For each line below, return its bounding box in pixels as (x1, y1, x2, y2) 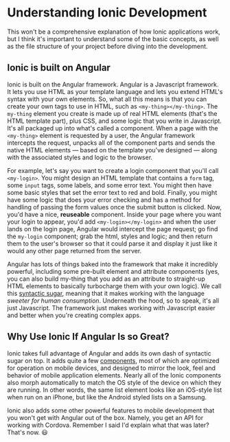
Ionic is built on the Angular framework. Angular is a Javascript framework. (7, 80, 219, 89)
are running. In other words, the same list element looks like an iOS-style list (7, 386, 222, 394)
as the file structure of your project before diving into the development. (7, 42, 208, 50)
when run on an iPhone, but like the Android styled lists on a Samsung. (7, 393, 207, 401)
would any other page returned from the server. (7, 246, 142, 255)
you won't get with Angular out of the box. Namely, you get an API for (7, 413, 204, 421)
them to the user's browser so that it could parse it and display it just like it (7, 239, 218, 248)
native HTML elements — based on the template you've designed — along (7, 146, 218, 154)
